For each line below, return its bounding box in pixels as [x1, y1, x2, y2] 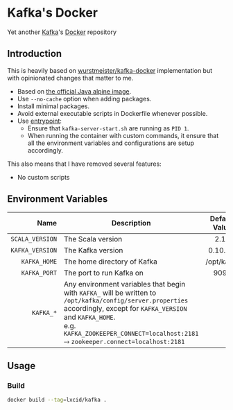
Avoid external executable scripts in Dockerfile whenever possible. [17, 109, 208, 117]
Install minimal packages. [17, 102, 90, 110]
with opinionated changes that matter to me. [7, 74, 134, 82]
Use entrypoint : [17, 117, 62, 125]
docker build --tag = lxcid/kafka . [7, 397, 107, 404]
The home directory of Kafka [63, 257, 157, 266]
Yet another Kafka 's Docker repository [7, 28, 116, 36]
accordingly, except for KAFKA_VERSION [63, 303, 187, 313]
